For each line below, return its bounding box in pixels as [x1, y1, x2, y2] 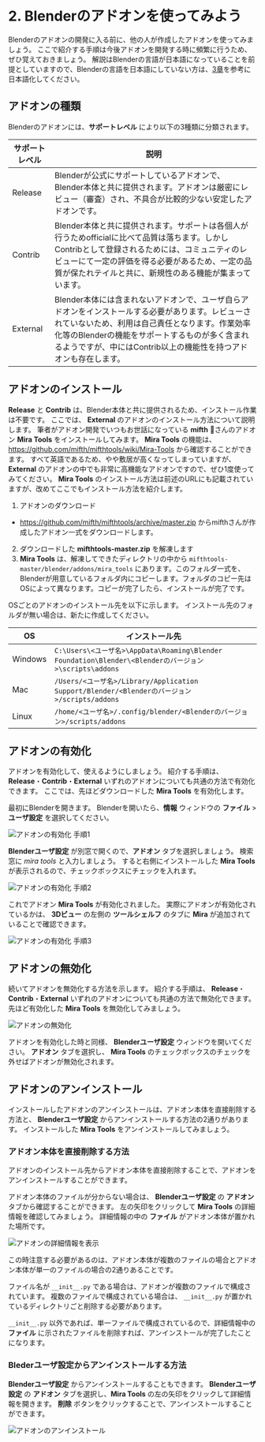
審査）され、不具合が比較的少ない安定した [86, 193, 244, 204]
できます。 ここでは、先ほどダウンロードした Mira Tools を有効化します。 [8, 786, 248, 796]
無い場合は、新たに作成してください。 [28, 610, 154, 619]
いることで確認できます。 [8, 920, 91, 929]
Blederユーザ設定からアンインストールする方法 [8, 1360, 187, 1371]
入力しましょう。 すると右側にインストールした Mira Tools [65, 857, 256, 866]
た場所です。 [8, 1222, 50, 1231]
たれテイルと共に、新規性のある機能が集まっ [78, 267, 244, 278]
